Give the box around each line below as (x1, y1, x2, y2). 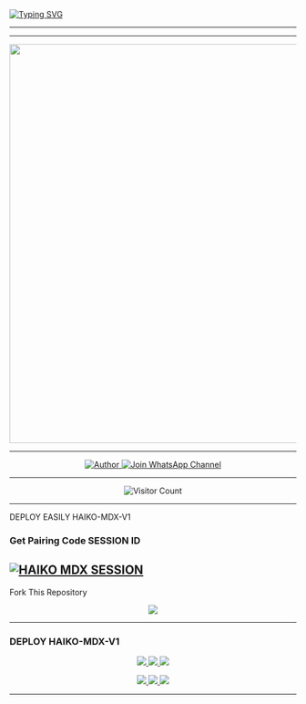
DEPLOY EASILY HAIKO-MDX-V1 (9, 512, 131, 523)
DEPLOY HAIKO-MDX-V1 (9, 635, 120, 647)
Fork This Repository (9, 586, 88, 597)
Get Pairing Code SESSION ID (9, 533, 141, 546)
